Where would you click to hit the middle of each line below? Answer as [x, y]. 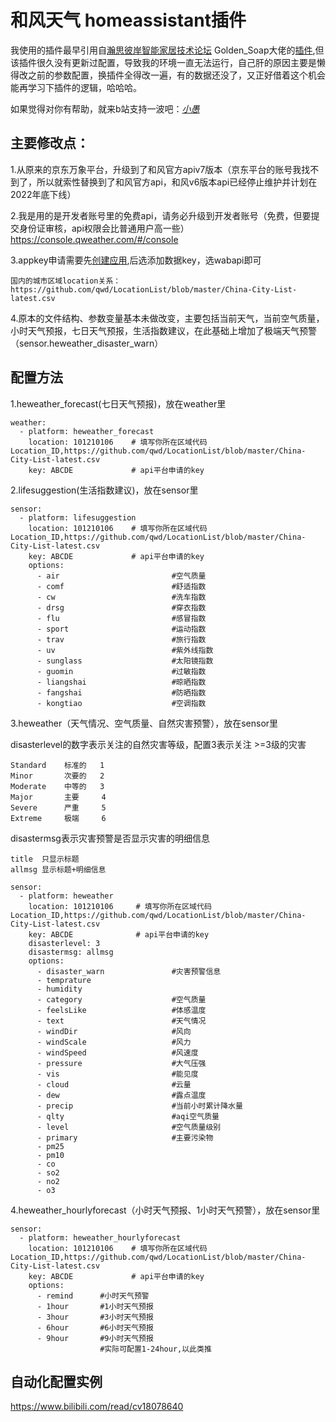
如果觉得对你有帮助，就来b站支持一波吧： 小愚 [105, 108]
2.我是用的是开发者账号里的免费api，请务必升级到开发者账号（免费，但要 [161, 215]
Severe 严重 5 [58, 807]
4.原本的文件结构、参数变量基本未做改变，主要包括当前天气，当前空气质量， [167, 318]
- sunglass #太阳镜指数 [125, 661]
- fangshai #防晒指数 [121, 692]
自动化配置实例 [56, 1381]
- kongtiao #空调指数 [121, 703]
